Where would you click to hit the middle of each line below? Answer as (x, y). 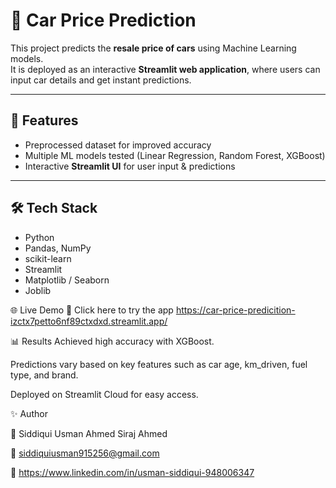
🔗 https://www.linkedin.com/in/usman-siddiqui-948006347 (132, 472)
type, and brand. (44, 375)
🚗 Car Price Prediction (103, 20)
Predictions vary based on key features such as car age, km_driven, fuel (159, 364)
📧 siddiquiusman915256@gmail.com (85, 453)
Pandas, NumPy (58, 248)
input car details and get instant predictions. (101, 80)
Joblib (38, 290)
